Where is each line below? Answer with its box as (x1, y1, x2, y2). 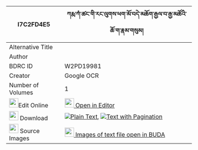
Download (19, 114, 48, 122)
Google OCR (64, 71, 99, 80)
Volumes (9, 88, 34, 96)
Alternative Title (9, 43, 53, 51)
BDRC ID (9, 62, 34, 70)
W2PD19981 (64, 62, 102, 70)
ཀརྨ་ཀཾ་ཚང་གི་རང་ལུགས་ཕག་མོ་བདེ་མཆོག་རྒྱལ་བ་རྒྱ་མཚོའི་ (67, 10, 187, 18)
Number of (9, 81, 39, 89)
